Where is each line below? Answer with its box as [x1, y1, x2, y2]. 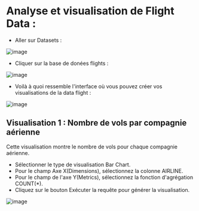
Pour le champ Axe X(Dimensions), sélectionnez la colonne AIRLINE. [14, 167, 183, 174]
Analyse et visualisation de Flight [6, 4, 174, 18]
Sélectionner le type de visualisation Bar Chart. [14, 161, 131, 168]
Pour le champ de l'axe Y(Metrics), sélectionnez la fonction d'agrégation [14, 173, 194, 181]
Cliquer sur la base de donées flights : [14, 60, 109, 67]
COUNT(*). [14, 180, 44, 187]
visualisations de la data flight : [14, 89, 91, 96]
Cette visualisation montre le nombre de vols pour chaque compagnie [6, 143, 178, 150]
